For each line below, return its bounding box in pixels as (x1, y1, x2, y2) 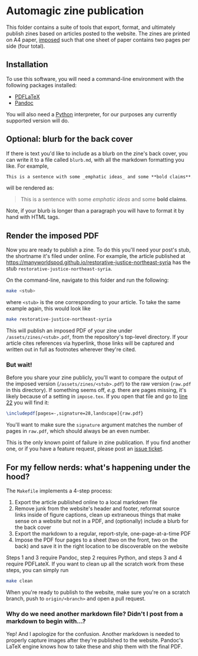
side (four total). (6, 43, 45, 50)
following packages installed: (6, 81, 77, 89)
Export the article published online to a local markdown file (14, 498, 158, 505)
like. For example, (6, 162, 49, 169)
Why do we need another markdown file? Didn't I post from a (6, 609, 183, 618)
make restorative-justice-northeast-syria (6, 316, 112, 322)
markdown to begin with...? (6, 617, 86, 625)
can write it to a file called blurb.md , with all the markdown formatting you (6, 156, 184, 163)
